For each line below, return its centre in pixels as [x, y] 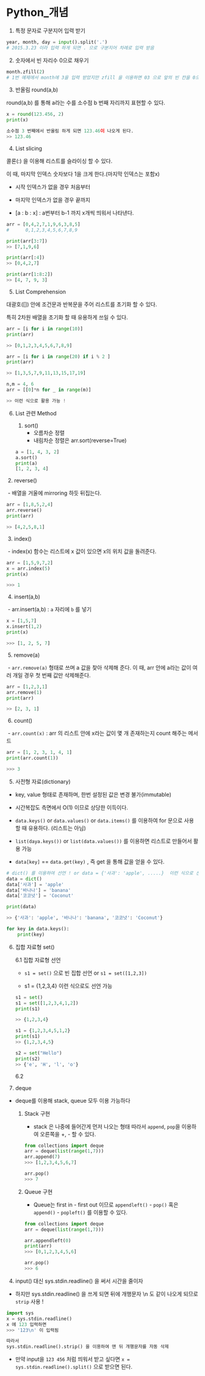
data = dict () [24, 879]
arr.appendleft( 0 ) [48, 1241]
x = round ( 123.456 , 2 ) [35, 114]
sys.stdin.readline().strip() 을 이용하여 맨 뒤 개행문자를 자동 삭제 [88, 1347]
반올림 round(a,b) [37, 90]
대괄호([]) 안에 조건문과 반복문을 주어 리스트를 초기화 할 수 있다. [82, 304]
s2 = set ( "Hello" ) [38, 1053]
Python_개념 [38, 13]
